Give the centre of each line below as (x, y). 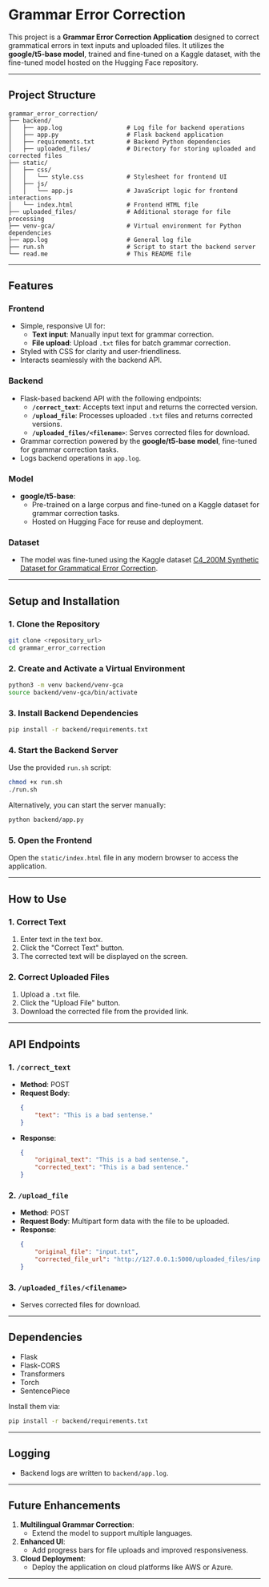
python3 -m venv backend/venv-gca (66, 685)
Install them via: (34, 1406)
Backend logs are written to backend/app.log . (94, 1472)
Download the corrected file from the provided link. (104, 1012)
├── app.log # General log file (100, 240)
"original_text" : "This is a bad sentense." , (112, 1160)
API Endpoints (44, 1044)
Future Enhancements (65, 1505)
